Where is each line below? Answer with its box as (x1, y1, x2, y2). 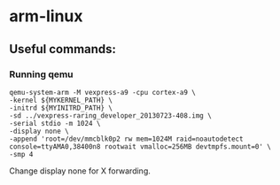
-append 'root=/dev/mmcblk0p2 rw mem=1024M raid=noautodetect (9, 135, 244, 143)
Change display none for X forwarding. (9, 166, 151, 176)
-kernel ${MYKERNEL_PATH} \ (9, 96, 113, 104)
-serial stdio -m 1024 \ (9, 119, 101, 127)
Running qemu (9, 68, 74, 81)
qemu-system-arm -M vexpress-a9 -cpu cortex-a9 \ (9, 88, 197, 96)
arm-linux (9, 6, 83, 27)
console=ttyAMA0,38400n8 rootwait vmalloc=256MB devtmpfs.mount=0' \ (9, 142, 272, 151)
